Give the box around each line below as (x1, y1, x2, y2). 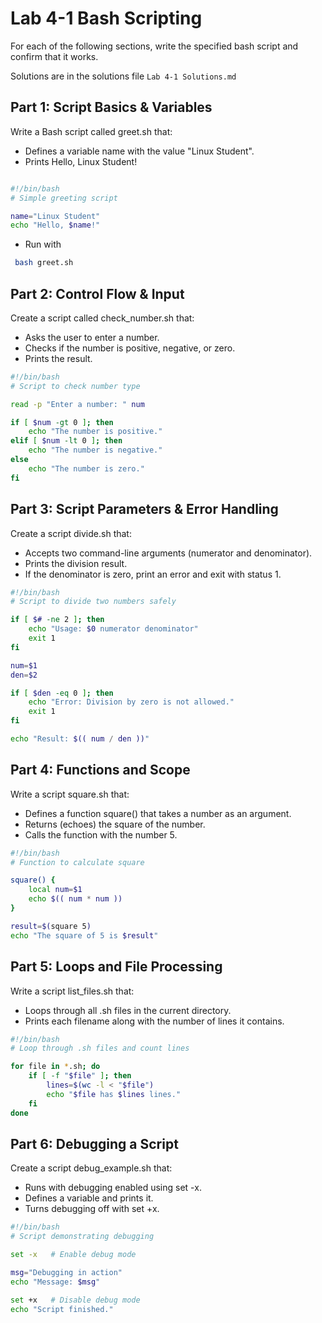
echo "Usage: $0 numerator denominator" (28, 624, 199, 634)
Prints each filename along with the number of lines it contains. (24, 1015, 285, 1027)
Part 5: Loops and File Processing (10, 958, 223, 976)
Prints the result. (24, 352, 93, 364)
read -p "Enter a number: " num (10, 399, 145, 409)
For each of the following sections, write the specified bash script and (10, 40, 299, 52)
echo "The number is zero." (28, 463, 145, 474)
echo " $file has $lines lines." (46, 1089, 182, 1099)
